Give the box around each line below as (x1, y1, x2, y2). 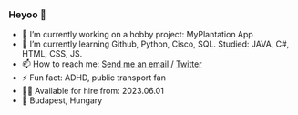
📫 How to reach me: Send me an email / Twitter (21, 58, 202, 69)
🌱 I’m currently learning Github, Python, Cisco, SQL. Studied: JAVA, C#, (21, 38, 290, 49)
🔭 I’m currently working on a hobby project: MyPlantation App (21, 29, 254, 40)
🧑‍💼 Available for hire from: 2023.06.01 (21, 86, 165, 97)
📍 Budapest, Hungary (21, 95, 103, 106)
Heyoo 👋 (8, 8, 46, 21)
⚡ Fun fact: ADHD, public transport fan (21, 72, 166, 83)
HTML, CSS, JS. (21, 48, 83, 59)
